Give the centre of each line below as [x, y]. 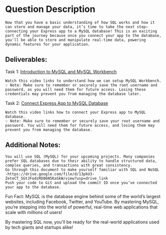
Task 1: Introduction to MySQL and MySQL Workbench [61, 71]
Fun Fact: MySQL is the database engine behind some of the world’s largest [83, 196]
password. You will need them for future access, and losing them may [80, 125]
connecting [16, 31]
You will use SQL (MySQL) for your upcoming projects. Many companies [80, 156]
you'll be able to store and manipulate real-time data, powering [76, 40]
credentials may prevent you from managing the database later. [73, 94]
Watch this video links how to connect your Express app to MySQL [76, 112]
